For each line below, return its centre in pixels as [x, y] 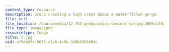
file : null [17, 19]
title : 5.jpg [19, 38]
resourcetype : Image [27, 33]
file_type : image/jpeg [29, 28]
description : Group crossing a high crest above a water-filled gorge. [82, 14]
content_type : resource [30, 10]
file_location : [21, 24]
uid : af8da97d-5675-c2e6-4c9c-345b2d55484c [52, 42]
